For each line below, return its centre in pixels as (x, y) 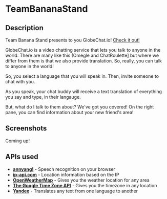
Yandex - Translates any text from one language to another (75, 191)
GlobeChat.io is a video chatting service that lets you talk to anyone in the (83, 50)
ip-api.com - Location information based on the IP (66, 174)
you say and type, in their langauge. (43, 97)
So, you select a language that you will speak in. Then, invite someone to (82, 76)
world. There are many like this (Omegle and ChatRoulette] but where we (82, 55)
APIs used (22, 157)
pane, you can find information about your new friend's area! (70, 112)
